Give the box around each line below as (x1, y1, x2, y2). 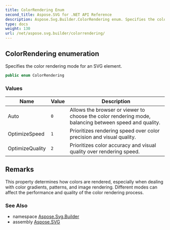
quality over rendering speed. (70, 148, 140, 155)
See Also (5, 202, 28, 209)
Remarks (5, 165, 34, 174)
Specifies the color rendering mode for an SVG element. (5, 63, 122, 69)
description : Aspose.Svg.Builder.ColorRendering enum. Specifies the (5, 17, 155, 22)
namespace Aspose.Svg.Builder (12, 213, 79, 220)
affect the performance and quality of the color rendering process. (5, 189, 144, 195)
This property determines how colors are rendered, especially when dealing (5, 178, 163, 185)
